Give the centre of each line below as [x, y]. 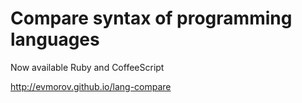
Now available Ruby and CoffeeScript [87, 67]
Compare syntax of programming [151, 18]
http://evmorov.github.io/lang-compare [91, 86]
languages [55, 39]
